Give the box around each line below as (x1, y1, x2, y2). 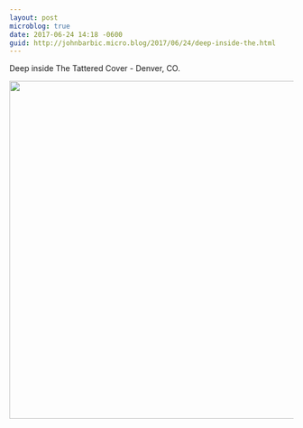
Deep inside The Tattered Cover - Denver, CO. (9, 63, 180, 74)
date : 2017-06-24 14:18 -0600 (9, 30, 124, 39)
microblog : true (9, 22, 70, 31)
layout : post (9, 13, 59, 23)
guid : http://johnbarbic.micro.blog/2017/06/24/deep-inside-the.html (9, 38, 277, 48)
